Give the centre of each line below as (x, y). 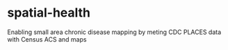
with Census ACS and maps (47, 39)
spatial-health (49, 13)
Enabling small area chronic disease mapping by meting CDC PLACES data (114, 32)
